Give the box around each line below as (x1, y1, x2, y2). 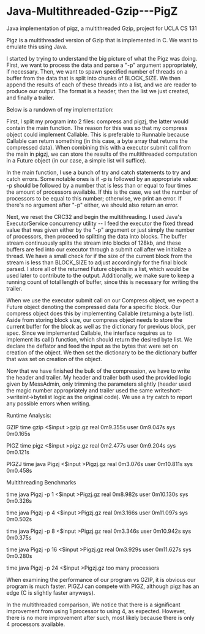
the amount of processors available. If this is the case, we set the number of (6, 188, 198, 196)
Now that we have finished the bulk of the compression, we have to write (6, 367, 190, 375)
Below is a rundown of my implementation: (6, 105, 114, 113)
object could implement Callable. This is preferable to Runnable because (6, 131, 190, 138)
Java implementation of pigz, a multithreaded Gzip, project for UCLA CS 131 (6, 25, 197, 32)
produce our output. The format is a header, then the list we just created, (6, 87, 190, 94)
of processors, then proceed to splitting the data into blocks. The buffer (6, 232, 187, 240)
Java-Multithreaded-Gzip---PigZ (6, 4, 178, 18)
